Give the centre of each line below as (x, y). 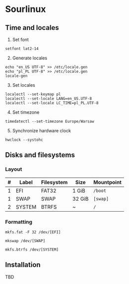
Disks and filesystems (40, 155)
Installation (23, 265)
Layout (14, 169)
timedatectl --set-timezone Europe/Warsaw (50, 121)
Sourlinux (26, 9)
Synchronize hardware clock (41, 131)
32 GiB (81, 199)
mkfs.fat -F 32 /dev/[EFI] (33, 232)
